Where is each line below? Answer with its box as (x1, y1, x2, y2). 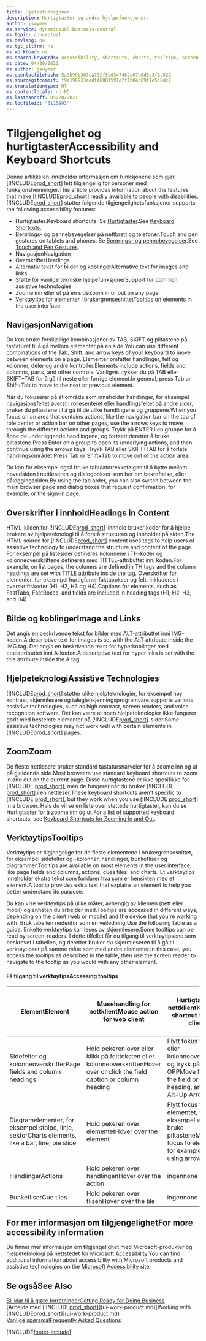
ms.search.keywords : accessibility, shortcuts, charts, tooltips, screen (6, 55, 199, 61)
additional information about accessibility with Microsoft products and (6, 1256, 183, 1264)
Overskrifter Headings (15, 256, 70, 264)
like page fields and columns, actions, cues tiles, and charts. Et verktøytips (6, 868, 195, 876)
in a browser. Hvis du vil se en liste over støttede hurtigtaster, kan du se (6, 802, 187, 809)
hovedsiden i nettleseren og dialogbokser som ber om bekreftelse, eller (6, 470, 187, 478)
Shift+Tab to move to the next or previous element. (6, 381, 134, 389)
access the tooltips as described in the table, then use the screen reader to (6, 952, 196, 959)
